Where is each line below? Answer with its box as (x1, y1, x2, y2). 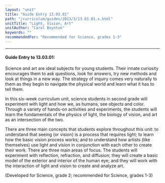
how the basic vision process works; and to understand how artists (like (5, 137, 151, 143)
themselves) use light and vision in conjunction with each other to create (5, 142, 152, 148)
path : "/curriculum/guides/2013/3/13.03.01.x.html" (5, 16, 113, 21)
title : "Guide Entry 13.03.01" (5, 12, 69, 17)
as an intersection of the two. (5, 117, 64, 123)
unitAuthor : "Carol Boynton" (5, 26, 65, 30)
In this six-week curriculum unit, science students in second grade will (5, 96, 148, 102)
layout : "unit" (5, 7, 36, 12)
